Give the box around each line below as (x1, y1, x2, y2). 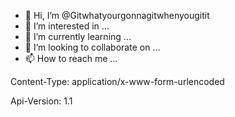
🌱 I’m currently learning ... (24, 31, 132, 42)
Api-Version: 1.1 (10, 95, 73, 107)
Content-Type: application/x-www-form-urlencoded (10, 76, 225, 87)
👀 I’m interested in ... (24, 20, 110, 32)
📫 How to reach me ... (24, 53, 118, 64)
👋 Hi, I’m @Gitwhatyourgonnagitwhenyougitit (24, 10, 210, 21)
